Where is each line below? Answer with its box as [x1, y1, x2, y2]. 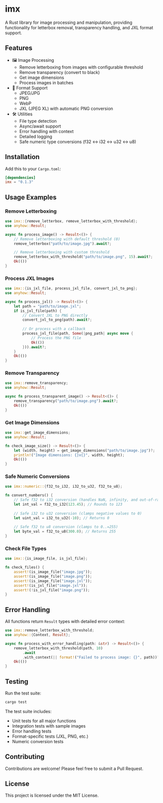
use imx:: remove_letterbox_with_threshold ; [5, 628, 95, 633]
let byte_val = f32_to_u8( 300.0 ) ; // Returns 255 [14, 529, 116, 534]
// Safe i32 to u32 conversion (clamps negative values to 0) [14, 511, 142, 516]
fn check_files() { [5, 565, 45, 570]
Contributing [5, 753, 45, 761]
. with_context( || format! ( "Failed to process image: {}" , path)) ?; [22, 655, 162, 660]
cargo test [5, 699, 27, 704]
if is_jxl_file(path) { [14, 308, 62, 313]
